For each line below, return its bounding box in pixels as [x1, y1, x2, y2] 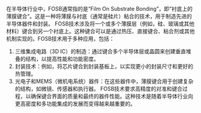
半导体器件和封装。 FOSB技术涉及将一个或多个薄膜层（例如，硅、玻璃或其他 [6, 20, 195, 27]
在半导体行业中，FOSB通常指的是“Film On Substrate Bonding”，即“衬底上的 [6, 5, 193, 12]
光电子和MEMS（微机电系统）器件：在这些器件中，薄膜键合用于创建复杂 [14, 78, 194, 85]
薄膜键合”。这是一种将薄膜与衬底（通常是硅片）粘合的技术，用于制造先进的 [6, 13, 193, 20]
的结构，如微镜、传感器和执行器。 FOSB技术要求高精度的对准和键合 [14, 85, 182, 92]
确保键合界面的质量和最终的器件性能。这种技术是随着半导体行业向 [31, 93, 193, 100]
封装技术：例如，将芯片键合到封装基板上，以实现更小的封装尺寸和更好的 [14, 63, 193, 70]
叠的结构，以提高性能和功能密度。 [14, 56, 99, 62]
